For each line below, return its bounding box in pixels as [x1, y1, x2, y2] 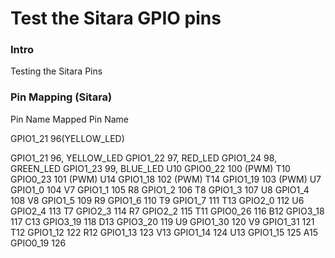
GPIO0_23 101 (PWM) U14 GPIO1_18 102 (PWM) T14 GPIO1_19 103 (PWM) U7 [10, 173, 322, 185]
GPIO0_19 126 [10, 237, 67, 249]
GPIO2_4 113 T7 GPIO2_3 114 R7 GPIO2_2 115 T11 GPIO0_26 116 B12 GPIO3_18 [10, 205, 325, 217]
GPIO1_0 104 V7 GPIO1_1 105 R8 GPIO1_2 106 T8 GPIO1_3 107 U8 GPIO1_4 [10, 183, 310, 196]
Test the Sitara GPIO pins [10, 7, 222, 30]
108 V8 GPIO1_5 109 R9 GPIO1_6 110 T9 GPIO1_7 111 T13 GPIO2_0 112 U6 [10, 194, 305, 206]
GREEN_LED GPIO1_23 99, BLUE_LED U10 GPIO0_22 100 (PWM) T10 [10, 162, 291, 174]
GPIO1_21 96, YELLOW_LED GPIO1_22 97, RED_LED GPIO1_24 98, [10, 152, 278, 164]
